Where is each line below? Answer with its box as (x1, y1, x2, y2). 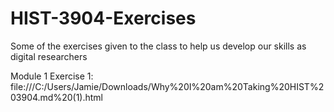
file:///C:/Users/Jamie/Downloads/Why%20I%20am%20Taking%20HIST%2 (10, 80, 325, 92)
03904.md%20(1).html (10, 91, 104, 103)
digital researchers (10, 50, 88, 62)
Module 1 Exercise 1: (10, 70, 94, 82)
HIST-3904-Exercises (10, 7, 197, 30)
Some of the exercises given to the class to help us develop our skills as (10, 40, 307, 52)
